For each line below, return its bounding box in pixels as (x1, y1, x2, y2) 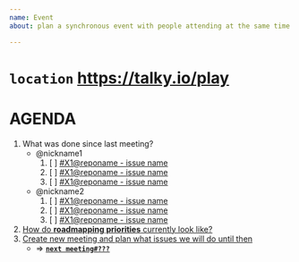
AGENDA (9, 108, 77, 129)
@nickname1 (35, 148, 83, 158)
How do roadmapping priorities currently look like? (21, 224, 213, 234)
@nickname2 (35, 185, 85, 197)
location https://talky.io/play (9, 68, 230, 88)
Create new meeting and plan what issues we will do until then (21, 233, 253, 244)
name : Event (9, 13, 54, 22)
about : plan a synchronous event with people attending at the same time (9, 21, 291, 30)
